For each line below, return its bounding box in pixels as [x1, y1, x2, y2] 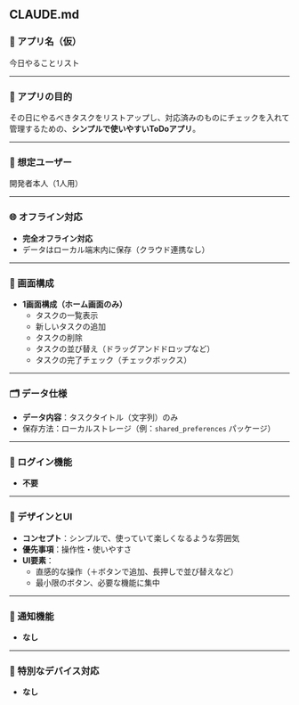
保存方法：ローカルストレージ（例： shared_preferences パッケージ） [21, 423, 276, 434]
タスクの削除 [35, 332, 83, 342]
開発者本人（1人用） [9, 178, 83, 189]
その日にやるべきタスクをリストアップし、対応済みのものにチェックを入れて [9, 111, 290, 123]
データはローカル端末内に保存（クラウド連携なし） [21, 244, 210, 255]
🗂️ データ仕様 [9, 387, 68, 399]
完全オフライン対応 [21, 233, 93, 243]
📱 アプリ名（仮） [9, 36, 82, 48]
